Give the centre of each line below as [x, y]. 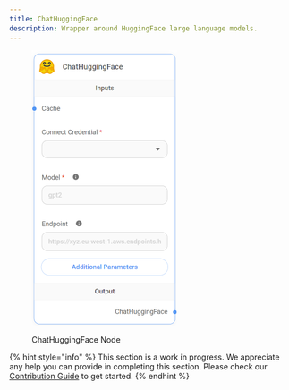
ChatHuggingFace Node [76, 340]
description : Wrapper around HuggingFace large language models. [133, 28]
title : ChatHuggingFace [54, 19]
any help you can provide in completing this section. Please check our [139, 367]
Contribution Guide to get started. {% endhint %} [99, 377]
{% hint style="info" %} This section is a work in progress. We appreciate [144, 357]
